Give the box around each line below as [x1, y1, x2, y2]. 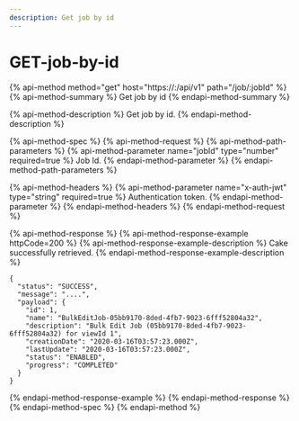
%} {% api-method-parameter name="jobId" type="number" [53, 145, 279, 156]
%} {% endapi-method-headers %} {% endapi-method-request [48, 201, 286, 211]
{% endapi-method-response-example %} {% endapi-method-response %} [9, 392, 290, 403]
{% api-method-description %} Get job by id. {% [9, 109, 189, 120]
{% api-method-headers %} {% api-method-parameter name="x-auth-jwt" [9, 182, 287, 193]
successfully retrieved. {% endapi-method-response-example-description [9, 246, 285, 257]
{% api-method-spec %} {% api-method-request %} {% [9, 136, 218, 147]
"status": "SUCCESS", [17, 282, 99, 291]
